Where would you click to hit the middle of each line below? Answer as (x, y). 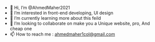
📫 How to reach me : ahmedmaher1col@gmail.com (62, 34)
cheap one (21, 29)
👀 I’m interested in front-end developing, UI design (61, 13)
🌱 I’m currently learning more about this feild (55, 18)
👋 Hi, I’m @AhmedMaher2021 (40, 8)
